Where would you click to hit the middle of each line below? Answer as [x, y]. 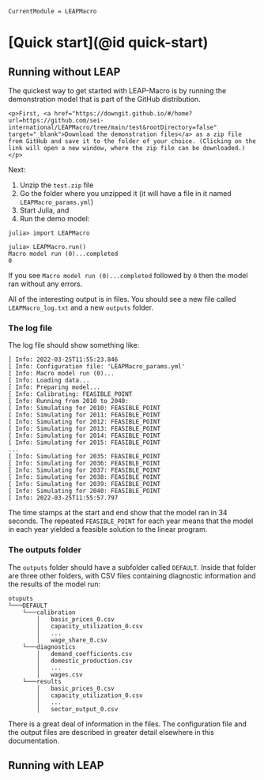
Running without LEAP [64, 72]
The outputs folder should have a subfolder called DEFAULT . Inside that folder [132, 567]
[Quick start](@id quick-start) [108, 43]
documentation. [34, 740]
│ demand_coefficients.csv [85, 654]
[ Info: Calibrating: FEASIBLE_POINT [70, 394]
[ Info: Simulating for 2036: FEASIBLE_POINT [84, 463]
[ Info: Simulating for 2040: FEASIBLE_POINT [84, 491]
